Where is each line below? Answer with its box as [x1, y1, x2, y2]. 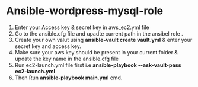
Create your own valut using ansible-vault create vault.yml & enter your [14, 36, 193, 43]
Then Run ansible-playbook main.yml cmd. [14, 74, 123, 81]
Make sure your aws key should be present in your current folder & [14, 49, 178, 56]
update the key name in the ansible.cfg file [14, 55, 119, 62]
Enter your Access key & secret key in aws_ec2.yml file [14, 24, 149, 31]
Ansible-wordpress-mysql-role [6, 4, 164, 18]
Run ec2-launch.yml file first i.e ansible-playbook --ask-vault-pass [14, 61, 181, 69]
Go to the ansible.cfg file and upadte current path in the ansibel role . [14, 30, 184, 37]
